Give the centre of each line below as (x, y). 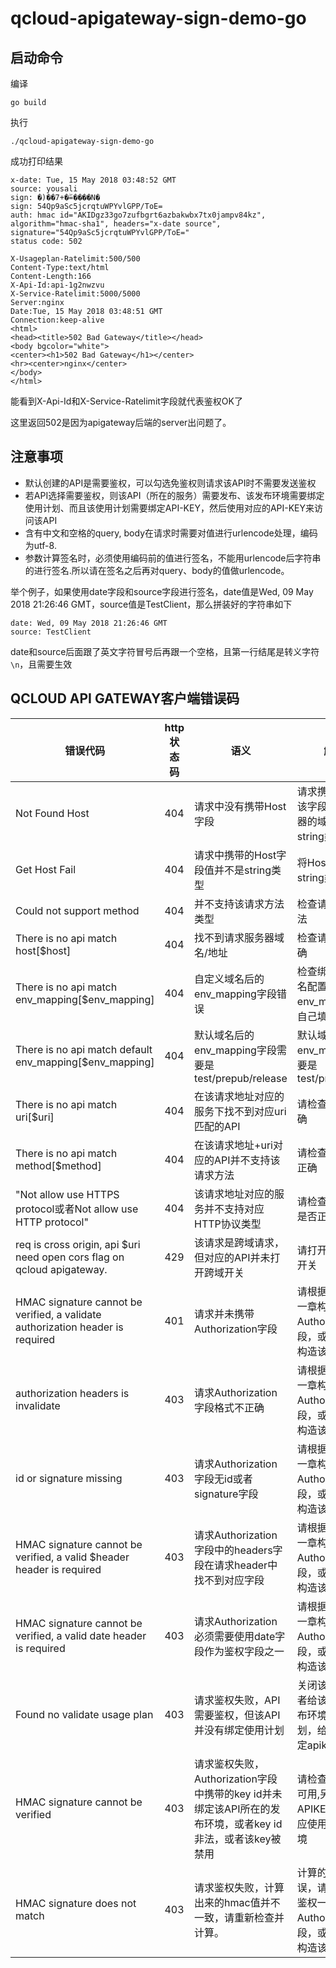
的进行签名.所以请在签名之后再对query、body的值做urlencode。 (157, 570)
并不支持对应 (234, 1209)
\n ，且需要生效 (41, 664)
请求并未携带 (224, 1314)
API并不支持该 (247, 1160)
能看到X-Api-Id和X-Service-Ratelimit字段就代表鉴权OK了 (126, 401)
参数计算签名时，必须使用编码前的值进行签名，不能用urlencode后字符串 (173, 558)
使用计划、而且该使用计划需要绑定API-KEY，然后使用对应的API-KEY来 (169, 508)
